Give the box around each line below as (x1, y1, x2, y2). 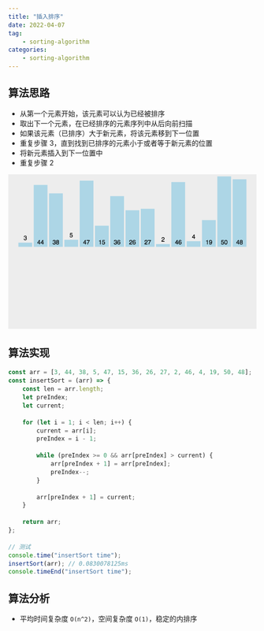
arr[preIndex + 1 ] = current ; (36, 493, 136, 501)
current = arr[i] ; (36, 426, 97, 435)
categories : (8, 46, 47, 54)
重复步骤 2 (19, 158, 54, 167)
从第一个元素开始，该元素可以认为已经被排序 (19, 109, 165, 118)
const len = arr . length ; (22, 385, 104, 393)
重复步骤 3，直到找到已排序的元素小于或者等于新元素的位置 (19, 138, 213, 147)
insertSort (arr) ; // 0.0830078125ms (8, 559, 128, 567)
